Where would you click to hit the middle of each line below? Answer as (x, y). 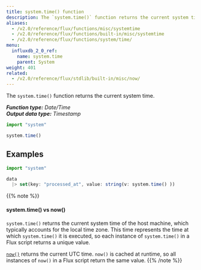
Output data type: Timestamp (44, 114)
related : (17, 73)
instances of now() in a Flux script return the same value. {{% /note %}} (94, 260)
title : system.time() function (45, 12)
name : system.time (40, 56)
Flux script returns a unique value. (48, 242)
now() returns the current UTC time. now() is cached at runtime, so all (91, 254)
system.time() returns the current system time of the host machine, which (98, 223)
